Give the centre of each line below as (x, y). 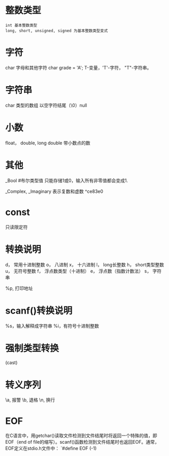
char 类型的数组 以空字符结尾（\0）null (46, 105)
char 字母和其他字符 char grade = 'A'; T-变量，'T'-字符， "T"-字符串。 (78, 67)
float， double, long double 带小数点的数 (48, 143)
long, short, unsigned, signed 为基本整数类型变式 (57, 31)
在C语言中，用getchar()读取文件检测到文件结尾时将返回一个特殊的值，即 (81, 436)
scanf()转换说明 (39, 310)
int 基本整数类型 (21, 25)
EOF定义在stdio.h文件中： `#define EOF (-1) (51, 448)
